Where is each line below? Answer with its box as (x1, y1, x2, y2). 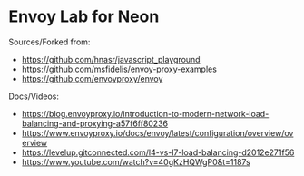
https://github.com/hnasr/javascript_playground (21, 54, 201, 64)
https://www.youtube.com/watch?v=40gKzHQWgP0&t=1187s (21, 156, 250, 167)
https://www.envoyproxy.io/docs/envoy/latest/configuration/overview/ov (21, 127, 294, 138)
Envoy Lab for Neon (8, 6, 160, 27)
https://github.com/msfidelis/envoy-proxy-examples (21, 64, 217, 74)
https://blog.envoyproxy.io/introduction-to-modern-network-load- (21, 108, 270, 119)
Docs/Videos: (8, 91, 60, 102)
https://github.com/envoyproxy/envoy (21, 73, 163, 83)
